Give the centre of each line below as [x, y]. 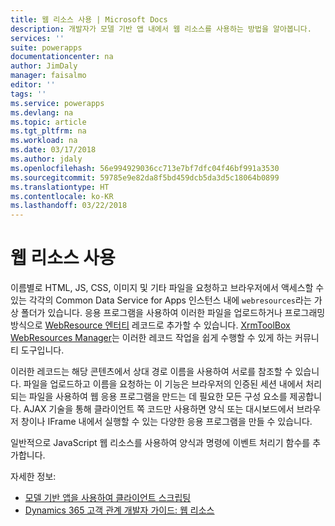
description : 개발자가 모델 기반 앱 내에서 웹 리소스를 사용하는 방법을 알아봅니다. [161, 29]
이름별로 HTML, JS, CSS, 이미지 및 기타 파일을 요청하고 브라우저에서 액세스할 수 [167, 288]
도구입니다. [42, 350]
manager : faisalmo [48, 76]
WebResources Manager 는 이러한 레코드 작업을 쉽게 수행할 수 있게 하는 [151, 338]
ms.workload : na [44, 141]
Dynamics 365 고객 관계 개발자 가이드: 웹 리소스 [119, 510]
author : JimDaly [44, 66]
